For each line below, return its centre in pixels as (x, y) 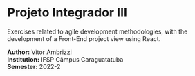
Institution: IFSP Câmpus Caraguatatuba (65, 59)
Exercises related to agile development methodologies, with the (98, 31)
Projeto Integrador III (67, 13)
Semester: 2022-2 (34, 66)
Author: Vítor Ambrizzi (40, 52)
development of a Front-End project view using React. (84, 38)
